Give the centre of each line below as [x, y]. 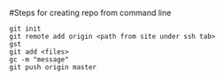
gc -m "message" [39, 60]
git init [25, 29]
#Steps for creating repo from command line [90, 13]
